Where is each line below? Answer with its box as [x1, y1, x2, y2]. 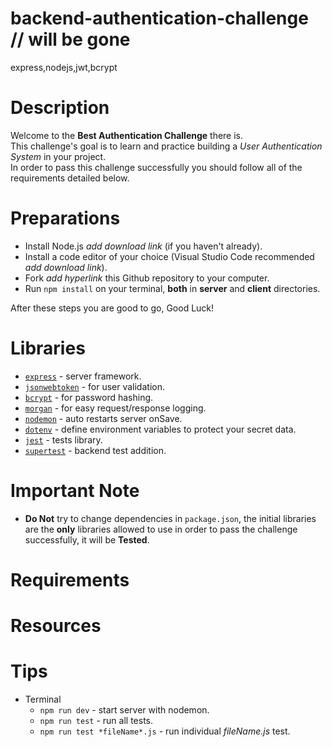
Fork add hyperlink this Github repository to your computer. [24, 272, 270, 284]
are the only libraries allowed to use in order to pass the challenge [24, 523, 298, 535]
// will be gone [10, 28, 131, 51]
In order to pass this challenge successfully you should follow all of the [10, 161, 303, 173]
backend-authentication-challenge [10, 7, 309, 30]
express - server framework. [24, 370, 142, 382]
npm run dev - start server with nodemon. [39, 704, 210, 716]
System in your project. [10, 150, 107, 162]
